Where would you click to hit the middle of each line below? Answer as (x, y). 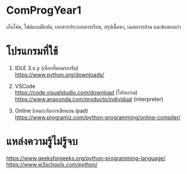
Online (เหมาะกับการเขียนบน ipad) (51, 110)
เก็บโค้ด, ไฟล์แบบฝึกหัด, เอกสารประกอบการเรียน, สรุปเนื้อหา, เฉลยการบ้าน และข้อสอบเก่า (94, 27)
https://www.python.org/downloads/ (59, 74)
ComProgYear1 (44, 10)
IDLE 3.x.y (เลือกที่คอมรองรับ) (46, 68)
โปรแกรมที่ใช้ (32, 51)
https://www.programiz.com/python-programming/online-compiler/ (97, 117)
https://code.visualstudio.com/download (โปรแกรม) (76, 92)
